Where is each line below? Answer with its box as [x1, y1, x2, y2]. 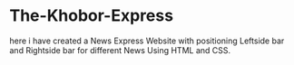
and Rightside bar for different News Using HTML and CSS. [9, 44, 231, 55]
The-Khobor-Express [9, 5, 174, 26]
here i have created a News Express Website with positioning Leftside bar [9, 35, 285, 46]
